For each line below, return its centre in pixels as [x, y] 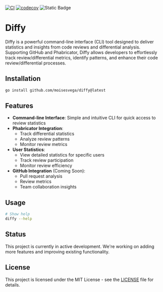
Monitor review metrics [44, 144]
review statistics [29, 123]
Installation [23, 79]
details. [13, 284]
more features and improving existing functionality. [57, 251]
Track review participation [47, 160]
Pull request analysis [41, 176]
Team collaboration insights [48, 187]
